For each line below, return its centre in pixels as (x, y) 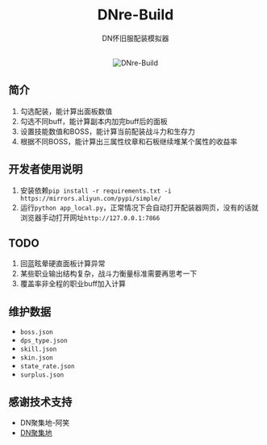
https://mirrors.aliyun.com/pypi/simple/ (90, 198)
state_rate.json (47, 367)
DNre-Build (136, 15)
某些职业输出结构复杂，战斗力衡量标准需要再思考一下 (108, 274)
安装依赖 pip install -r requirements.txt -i (96, 190)
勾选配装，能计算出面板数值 (66, 111)
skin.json (37, 358)
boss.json (37, 332)
